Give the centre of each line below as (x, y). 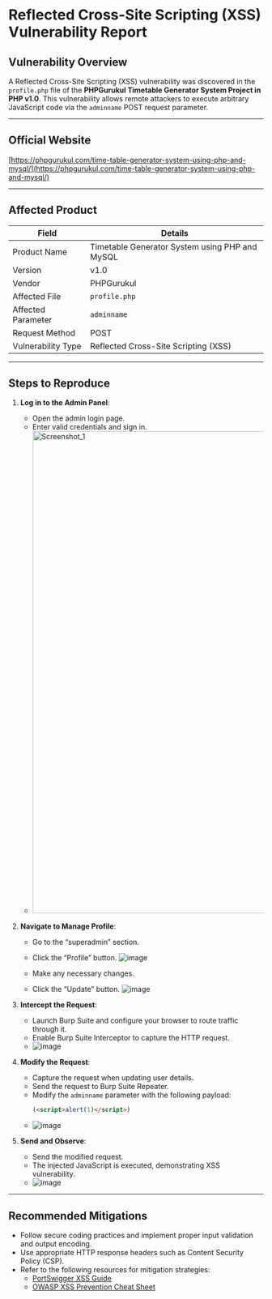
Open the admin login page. (79, 418)
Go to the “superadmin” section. (86, 942)
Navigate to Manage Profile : (68, 926)
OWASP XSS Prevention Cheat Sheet (93, 1287)
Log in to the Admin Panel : (65, 403)
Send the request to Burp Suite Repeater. (100, 1087)
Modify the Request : (55, 1062)
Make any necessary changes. (83, 973)
